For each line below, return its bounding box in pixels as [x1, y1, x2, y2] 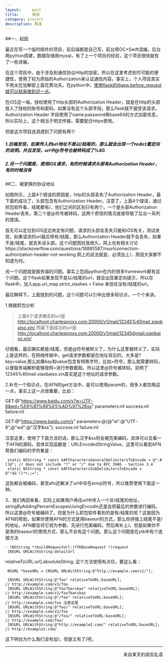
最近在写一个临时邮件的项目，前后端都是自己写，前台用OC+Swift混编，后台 [5, 46, 161, 53]
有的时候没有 [5, 167, 31, 173]
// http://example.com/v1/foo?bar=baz [5, 590, 86, 595]
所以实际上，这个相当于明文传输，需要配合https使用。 [5, 118, 116, 124]
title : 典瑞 [5, 12, 40, 17]
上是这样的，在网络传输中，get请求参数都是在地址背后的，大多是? [5, 352, 141, 358]
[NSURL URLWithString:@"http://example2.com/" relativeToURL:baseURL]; [7, 622, 160, 627]
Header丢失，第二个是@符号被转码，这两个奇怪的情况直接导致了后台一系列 [5, 210, 161, 216]
